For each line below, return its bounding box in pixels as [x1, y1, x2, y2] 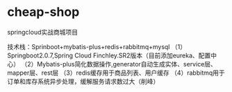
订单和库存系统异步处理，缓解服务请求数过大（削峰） [7, 77, 160, 85]
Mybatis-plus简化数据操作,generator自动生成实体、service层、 [37, 59, 217, 68]
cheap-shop [7, 4, 80, 20]
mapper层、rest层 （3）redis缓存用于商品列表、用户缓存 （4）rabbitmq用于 [7, 68, 226, 77]
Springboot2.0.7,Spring [7, 51, 74, 59]
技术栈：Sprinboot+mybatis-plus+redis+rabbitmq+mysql [7, 42, 170, 50]
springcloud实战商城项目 [7, 28, 78, 36]
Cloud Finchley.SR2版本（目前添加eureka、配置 [74, 51, 211, 59]
